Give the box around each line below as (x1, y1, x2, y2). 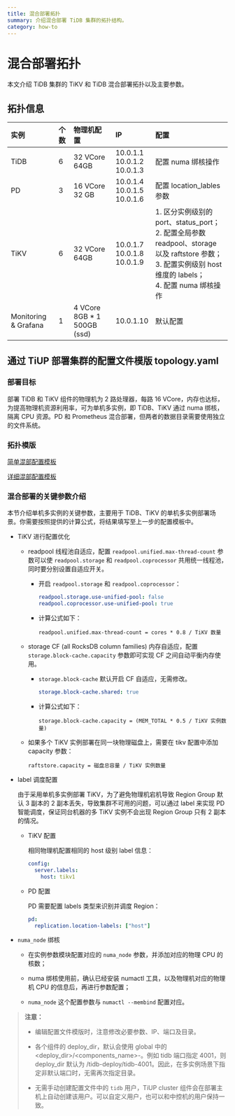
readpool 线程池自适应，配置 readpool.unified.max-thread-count (27, 547, 216, 556)
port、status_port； (155, 218, 220, 228)
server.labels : (34, 867, 79, 874)
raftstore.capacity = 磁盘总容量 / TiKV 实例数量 (27, 762, 166, 769)
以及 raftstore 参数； (155, 249, 222, 259)
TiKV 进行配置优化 (17, 532, 71, 541)
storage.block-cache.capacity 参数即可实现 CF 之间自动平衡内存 (27, 651, 215, 659)
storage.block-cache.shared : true (38, 689, 139, 696)
